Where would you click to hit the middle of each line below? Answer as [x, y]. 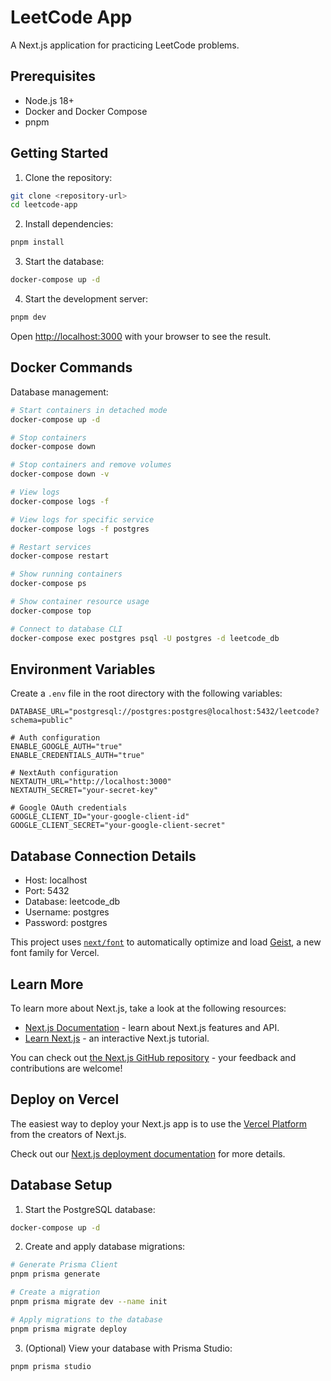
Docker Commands [71, 367]
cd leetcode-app [44, 205]
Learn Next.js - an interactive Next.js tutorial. [117, 1038]
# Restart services [51, 547]
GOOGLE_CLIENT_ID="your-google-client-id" [100, 817]
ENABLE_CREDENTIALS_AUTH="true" [77, 756]
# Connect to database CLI [66, 629]
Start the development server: [86, 299]
